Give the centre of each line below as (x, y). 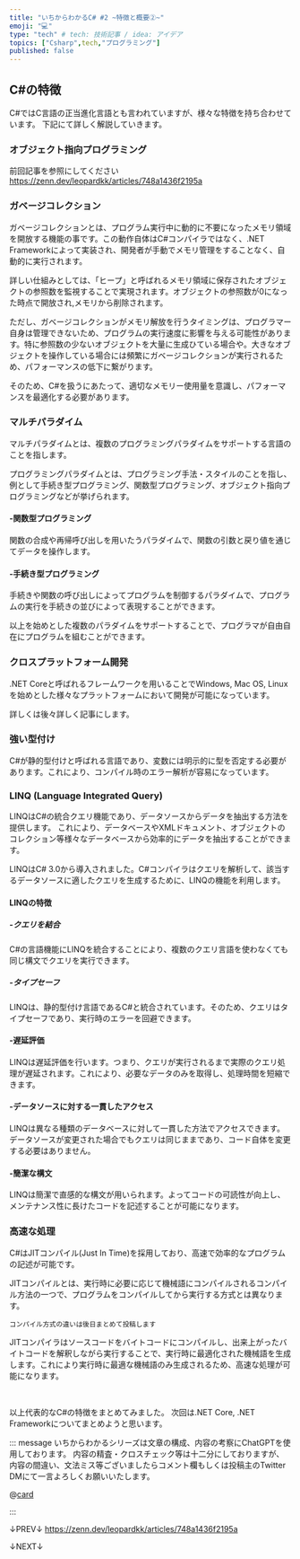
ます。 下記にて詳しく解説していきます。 (92, 124)
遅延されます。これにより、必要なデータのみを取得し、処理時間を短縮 (154, 1073)
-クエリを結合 (35, 925)
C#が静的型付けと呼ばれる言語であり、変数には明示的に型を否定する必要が (148, 761)
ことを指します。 (40, 454)
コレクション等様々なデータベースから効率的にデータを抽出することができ (146, 839)
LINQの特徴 (30, 903)
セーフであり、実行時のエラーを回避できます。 (111, 1018)
